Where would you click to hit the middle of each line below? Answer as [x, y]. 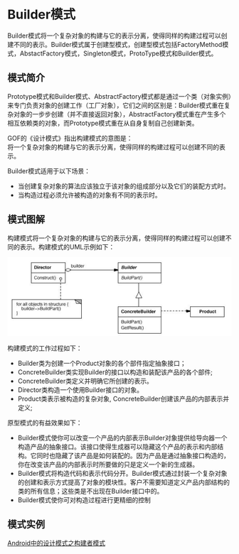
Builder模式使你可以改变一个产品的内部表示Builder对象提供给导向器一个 [122, 438]
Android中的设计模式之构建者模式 [56, 543]
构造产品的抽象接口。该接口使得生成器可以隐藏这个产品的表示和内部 [117, 447]
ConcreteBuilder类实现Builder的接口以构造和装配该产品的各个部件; [115, 372]
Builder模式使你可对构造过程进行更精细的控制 [84, 500]
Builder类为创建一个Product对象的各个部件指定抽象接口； [102, 364]
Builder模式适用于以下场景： [49, 170]
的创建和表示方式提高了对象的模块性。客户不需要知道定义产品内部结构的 [123, 482]
